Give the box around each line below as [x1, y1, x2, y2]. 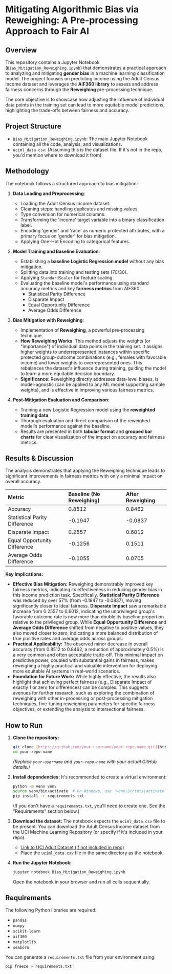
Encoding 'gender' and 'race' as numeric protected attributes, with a [20, 227, 165, 233]
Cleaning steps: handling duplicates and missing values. [20, 206, 139, 212]
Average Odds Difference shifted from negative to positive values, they [12, 624, 164, 631]
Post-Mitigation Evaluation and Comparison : [12, 397, 110, 403]
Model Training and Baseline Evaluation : [12, 248, 100, 254]
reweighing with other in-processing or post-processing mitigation [12, 695, 153, 702]
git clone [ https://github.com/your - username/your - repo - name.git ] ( [12, 745, 160, 750]
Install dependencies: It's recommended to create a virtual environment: [12, 774, 167, 780]
